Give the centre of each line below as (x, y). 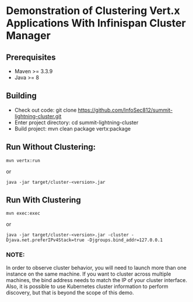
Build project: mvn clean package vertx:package (73, 128)
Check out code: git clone (45, 110)
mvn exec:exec (23, 214)
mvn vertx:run (23, 160)
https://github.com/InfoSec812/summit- (125, 110)
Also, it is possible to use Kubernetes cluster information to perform (87, 286)
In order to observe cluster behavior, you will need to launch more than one (96, 267)
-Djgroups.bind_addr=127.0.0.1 (125, 240)
